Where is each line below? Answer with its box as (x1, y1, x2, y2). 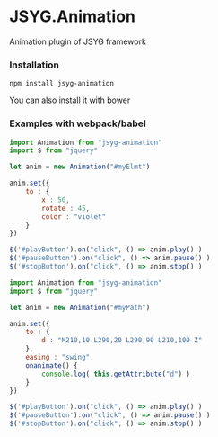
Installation (9, 59, 60, 71)
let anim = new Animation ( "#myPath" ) (9, 303, 151, 312)
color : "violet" (41, 212, 106, 222)
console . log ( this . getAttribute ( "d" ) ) (41, 369, 191, 378)
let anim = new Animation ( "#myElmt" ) (9, 162, 151, 172)
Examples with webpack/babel (9, 117, 146, 130)
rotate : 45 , (41, 204, 91, 213)
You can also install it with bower (9, 95, 131, 105)
